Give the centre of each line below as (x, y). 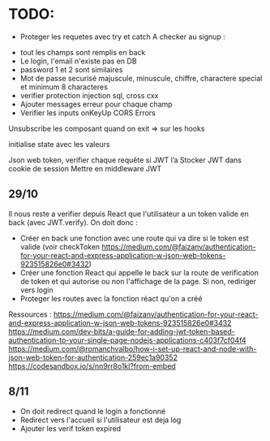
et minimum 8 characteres (64, 87)
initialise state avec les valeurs (59, 144)
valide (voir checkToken (60, 246)
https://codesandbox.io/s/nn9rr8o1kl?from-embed (92, 365)
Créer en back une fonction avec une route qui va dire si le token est (134, 238)
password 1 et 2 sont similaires (71, 69)
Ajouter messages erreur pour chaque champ (96, 104)
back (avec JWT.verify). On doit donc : (73, 222)
